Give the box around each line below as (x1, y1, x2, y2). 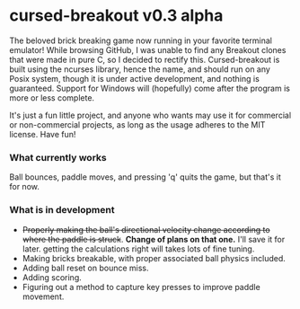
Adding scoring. (22, 271, 83, 283)
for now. (9, 181, 40, 192)
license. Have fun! (9, 128, 76, 139)
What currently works (9, 151, 107, 163)
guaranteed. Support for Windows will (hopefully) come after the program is (9, 83, 290, 93)
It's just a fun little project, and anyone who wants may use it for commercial (9, 110, 292, 120)
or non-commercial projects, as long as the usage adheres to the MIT (9, 119, 266, 130)
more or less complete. (9, 92, 95, 103)
